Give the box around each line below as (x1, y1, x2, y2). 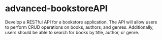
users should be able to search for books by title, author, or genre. (5, 29, 139, 35)
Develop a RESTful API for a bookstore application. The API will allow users (5, 19, 158, 25)
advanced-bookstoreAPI (5, 3, 108, 14)
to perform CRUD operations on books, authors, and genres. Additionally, (5, 24, 154, 30)
